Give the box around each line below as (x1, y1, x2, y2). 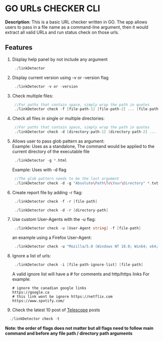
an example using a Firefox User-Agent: (12, 234, 92, 241)
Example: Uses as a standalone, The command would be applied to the (12, 144, 155, 149)
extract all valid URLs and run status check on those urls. (5, 29, 119, 35)
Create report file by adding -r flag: (12, 189, 83, 195)
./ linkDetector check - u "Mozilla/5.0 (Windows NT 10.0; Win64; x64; (14, 244, 159, 249)
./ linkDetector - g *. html (14, 158, 67, 163)
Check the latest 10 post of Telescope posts (12, 307, 100, 313)
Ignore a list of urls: (12, 253, 51, 259)
